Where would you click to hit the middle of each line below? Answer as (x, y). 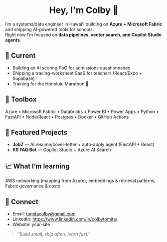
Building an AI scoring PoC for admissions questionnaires (71, 67)
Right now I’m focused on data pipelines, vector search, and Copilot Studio (83, 34)
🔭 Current (20, 56)
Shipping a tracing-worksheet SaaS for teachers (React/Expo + (77, 73)
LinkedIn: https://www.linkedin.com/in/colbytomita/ (65, 219)
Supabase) (23, 78)
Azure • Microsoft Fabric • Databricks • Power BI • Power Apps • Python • (82, 111)
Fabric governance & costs (33, 186)
